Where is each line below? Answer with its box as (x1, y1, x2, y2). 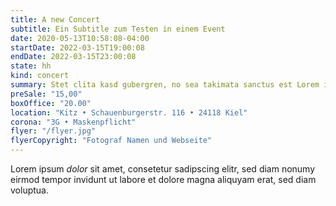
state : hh (10, 61, 52, 71)
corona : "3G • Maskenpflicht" (10, 117, 137, 127)
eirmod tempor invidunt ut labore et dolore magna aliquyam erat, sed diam (10, 174, 317, 185)
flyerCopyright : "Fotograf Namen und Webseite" (10, 136, 213, 146)
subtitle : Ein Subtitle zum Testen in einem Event (10, 24, 226, 34)
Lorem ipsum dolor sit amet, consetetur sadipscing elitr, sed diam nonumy (10, 163, 316, 175)
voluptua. (10, 184, 49, 196)
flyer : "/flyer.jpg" (10, 126, 97, 136)
